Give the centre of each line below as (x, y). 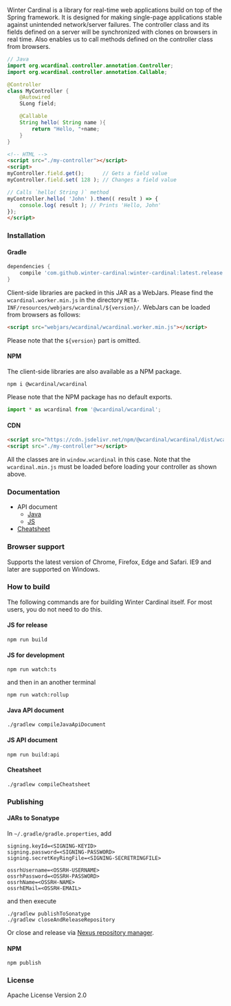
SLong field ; (38, 104)
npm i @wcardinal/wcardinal (47, 384)
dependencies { (29, 267)
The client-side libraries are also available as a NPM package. (95, 372)
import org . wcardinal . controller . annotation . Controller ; (90, 66)
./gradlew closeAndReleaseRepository (61, 920)
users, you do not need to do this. (55, 609)
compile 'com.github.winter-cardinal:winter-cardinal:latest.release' (123, 273)
